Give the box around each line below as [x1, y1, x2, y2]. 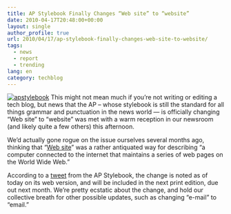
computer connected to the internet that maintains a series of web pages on [7, 150, 223, 159]
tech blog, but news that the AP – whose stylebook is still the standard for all [7, 101, 224, 109]
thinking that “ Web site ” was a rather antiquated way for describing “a [7, 143, 205, 152]
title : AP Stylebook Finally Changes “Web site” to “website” [7, 10, 190, 17]
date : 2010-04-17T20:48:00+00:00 [7, 17, 103, 23]
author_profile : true [7, 29, 70, 37]
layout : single [7, 23, 51, 30]
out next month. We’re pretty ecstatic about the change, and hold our [7, 186, 203, 194]
